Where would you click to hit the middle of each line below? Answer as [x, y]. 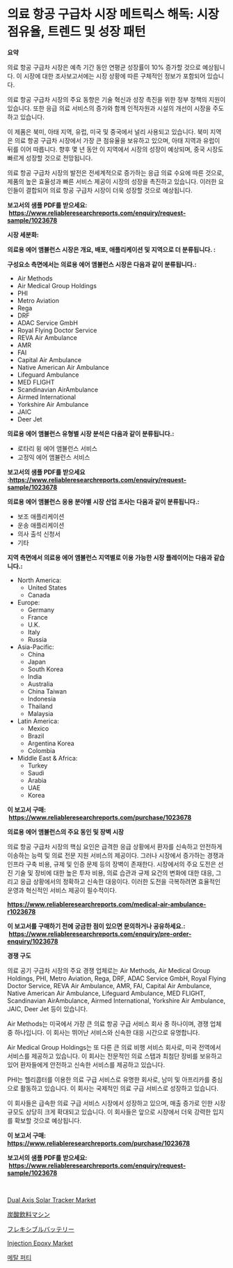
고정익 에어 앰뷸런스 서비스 [54, 457]
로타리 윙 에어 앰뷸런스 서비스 [57, 448]
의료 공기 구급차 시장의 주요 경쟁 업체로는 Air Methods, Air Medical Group [109, 970]
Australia [40, 684]
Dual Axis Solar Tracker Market [51, 1200]
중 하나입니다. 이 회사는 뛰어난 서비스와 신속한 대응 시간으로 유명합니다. [104, 1032]
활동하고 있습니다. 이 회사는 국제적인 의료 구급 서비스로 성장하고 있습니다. [119, 1088]
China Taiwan [47, 691]
